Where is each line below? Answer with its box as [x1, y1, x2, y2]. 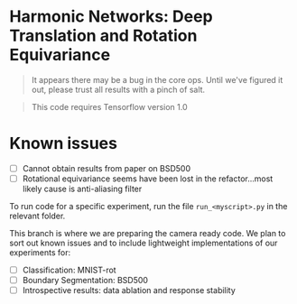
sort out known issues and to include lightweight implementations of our [9, 237, 278, 248]
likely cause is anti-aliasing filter [22, 183, 143, 194]
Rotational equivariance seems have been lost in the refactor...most [22, 173, 274, 184]
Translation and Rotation [9, 25, 198, 46]
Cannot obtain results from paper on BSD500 [22, 162, 191, 173]
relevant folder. [9, 210, 66, 221]
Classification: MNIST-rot [22, 264, 116, 275]
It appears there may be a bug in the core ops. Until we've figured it [31, 74, 283, 85]
